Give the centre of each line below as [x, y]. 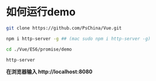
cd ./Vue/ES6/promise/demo [39, 49]
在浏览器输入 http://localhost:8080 [49, 72]
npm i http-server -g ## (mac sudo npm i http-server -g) [78, 39]
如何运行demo [41, 12]
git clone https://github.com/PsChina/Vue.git [64, 28]
